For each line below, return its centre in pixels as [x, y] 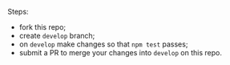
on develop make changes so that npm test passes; [103, 44]
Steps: [18, 12]
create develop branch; [57, 36]
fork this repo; [42, 27]
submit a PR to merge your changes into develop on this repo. [120, 53]
